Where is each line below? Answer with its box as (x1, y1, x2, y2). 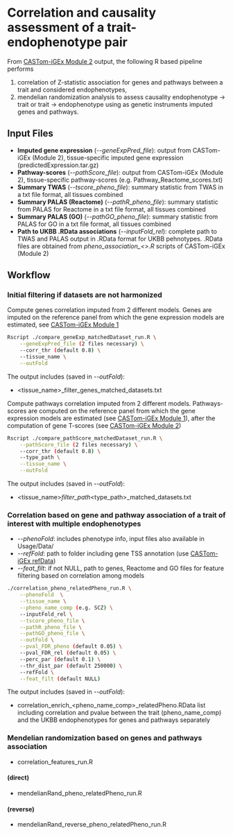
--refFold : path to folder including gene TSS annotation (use (17, 549, 189, 558)
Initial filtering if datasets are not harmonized (7, 290, 162, 300)
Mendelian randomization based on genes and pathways (7, 733, 202, 743)
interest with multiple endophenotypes (7, 519, 141, 528)
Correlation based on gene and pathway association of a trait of (7, 510, 226, 519)
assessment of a (7, 19, 105, 35)
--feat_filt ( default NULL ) (19, 675, 101, 682)
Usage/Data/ (17, 542, 54, 551)
